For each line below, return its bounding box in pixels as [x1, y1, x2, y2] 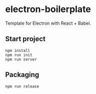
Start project [5, 35, 46, 43]
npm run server [5, 57, 37, 62]
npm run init [5, 52, 33, 57]
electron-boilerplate [5, 4, 91, 15]
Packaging [5, 70, 39, 79]
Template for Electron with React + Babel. [5, 20, 91, 26]
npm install [5, 48, 30, 53]
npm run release [5, 84, 39, 89]
